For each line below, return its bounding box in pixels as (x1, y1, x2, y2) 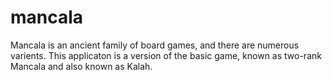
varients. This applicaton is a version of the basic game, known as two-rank (10, 49, 322, 61)
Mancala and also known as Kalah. (10, 60, 153, 72)
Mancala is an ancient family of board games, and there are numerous (10, 39, 300, 51)
